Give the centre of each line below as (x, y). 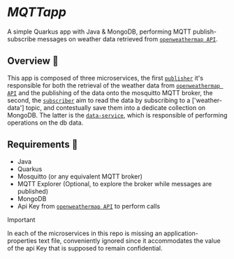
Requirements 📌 (43, 145)
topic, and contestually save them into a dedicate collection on (116, 107)
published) (33, 191)
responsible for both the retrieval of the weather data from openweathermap (114, 85)
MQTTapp (37, 12)
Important (21, 219)
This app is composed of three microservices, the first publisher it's (105, 78)
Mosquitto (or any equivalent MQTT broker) (80, 176)
